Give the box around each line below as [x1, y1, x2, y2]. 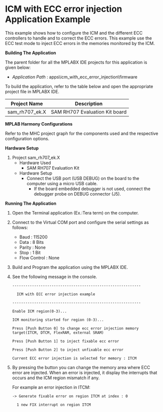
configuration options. [5, 135, 50, 141]
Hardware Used [19, 160, 51, 166]
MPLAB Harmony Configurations [5, 121, 73, 127]
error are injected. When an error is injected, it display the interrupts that [12, 369, 157, 375]
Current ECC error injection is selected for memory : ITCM [12, 356, 137, 361]
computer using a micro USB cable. [26, 180, 98, 186]
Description [74, 100, 103, 107]
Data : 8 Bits [19, 239, 44, 245]
